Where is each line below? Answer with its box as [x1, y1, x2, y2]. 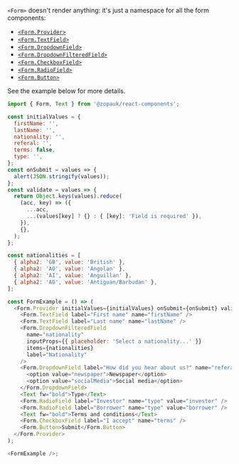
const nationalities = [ [7, 252, 81, 259]
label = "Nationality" [26, 351, 87, 359]
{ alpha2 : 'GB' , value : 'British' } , [14, 259, 126, 266]
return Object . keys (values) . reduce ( [14, 192, 122, 200]
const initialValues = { [7, 113, 81, 120]
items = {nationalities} [26, 344, 94, 351]
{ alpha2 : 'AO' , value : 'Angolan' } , [14, 265, 126, 273]
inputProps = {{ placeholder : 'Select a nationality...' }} [26, 338, 202, 345]
